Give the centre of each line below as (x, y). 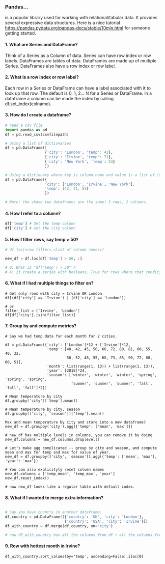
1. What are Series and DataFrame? (41, 44)
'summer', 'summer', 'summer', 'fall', (112, 384)
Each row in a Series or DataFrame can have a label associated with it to (78, 88)
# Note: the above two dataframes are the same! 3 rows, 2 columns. (77, 202)
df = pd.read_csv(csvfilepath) (37, 134)
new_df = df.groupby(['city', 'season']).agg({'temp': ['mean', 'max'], (81, 457)
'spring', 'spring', (26, 379)
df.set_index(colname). (28, 104)
